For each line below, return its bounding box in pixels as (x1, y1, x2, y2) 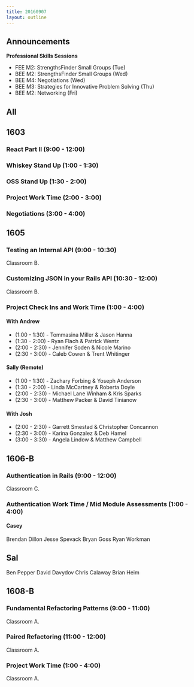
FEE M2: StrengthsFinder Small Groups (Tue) (14, 64, 126, 71)
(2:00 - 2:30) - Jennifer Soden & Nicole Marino (14, 344, 131, 351)
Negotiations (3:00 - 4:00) (6, 209, 86, 217)
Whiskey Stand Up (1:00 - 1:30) (6, 161, 99, 170)
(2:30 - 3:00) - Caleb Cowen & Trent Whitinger (14, 350, 131, 357)
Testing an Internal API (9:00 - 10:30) (6, 246, 117, 255)
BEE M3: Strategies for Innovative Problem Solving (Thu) (14, 83, 154, 90)
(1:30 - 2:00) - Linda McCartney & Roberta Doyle (14, 384, 135, 391)
